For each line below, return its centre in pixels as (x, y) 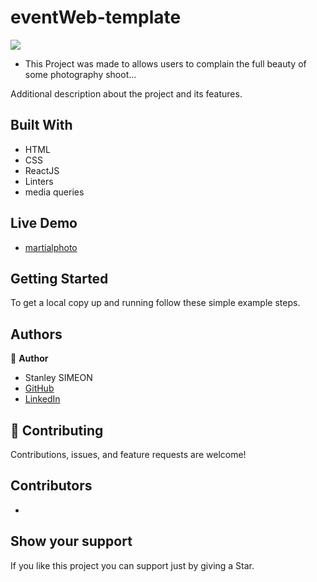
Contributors (51, 486)
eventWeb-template (96, 17)
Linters (39, 181)
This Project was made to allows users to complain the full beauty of (165, 63)
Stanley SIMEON (58, 378)
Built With (41, 125)
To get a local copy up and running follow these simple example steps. (155, 303)
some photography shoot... (80, 74)
